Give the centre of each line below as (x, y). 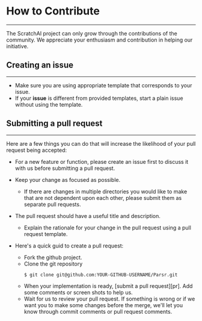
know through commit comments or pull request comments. (98, 311)
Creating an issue (40, 65)
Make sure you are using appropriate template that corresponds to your (103, 85)
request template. (46, 234)
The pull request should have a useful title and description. (88, 216)
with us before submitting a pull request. (65, 168)
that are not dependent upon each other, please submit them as (103, 198)
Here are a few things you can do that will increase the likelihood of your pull (101, 143)
